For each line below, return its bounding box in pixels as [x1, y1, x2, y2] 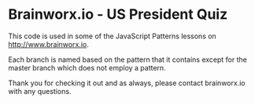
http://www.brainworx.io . [8, 39, 89, 48]
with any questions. [8, 86, 72, 95]
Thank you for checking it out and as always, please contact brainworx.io [8, 78, 246, 88]
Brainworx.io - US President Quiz [8, 5, 228, 23]
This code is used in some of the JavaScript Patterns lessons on [8, 31, 216, 41]
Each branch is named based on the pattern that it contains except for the [8, 55, 248, 64]
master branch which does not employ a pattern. [8, 63, 167, 72]
